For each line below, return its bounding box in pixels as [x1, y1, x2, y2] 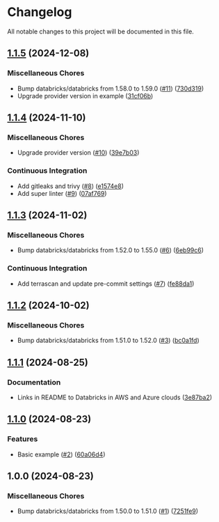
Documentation [7, 377, 61, 387]
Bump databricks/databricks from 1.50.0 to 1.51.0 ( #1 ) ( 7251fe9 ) [17, 507, 199, 516]
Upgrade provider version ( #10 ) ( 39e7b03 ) [17, 148, 140, 157]
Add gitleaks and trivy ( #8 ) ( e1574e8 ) [17, 182, 124, 190]
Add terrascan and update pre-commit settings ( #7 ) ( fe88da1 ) [17, 279, 195, 288]
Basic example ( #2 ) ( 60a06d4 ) [17, 450, 106, 459]
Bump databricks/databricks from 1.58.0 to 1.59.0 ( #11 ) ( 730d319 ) [17, 84, 204, 93]
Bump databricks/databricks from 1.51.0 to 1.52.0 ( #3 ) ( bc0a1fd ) [17, 336, 200, 345]
